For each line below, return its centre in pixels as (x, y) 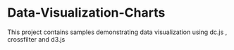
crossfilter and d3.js (36, 39)
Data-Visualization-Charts (86, 13)
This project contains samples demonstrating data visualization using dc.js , (117, 32)
